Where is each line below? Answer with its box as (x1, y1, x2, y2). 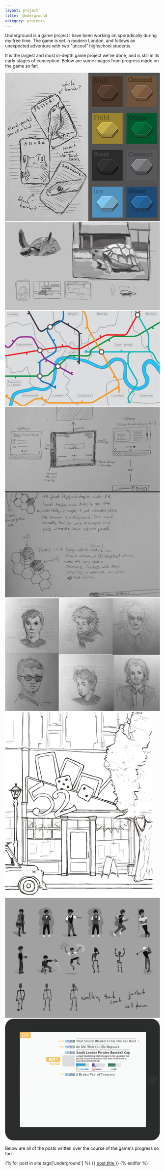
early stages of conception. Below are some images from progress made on (5, 58, 159, 64)
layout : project (5, 8, 38, 13)
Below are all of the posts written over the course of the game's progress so (5, 1145, 159, 1151)
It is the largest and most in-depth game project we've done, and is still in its (5, 52, 160, 59)
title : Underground (5, 13, 48, 18)
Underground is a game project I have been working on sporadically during (5, 33, 157, 39)
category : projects (5, 18, 45, 23)
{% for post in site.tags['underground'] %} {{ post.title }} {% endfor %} (5, 1160, 148, 1166)
